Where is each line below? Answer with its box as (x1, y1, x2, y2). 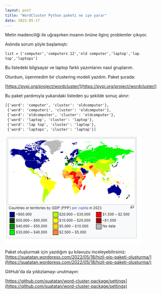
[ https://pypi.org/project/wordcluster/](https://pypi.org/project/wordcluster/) (5, 83, 157, 89)
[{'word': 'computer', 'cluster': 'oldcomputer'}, (5, 103, 109, 108)
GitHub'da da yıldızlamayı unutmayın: (5, 269, 79, 275)
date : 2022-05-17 (5, 18, 40, 23)
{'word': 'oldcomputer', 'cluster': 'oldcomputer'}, (7, 113, 116, 117)
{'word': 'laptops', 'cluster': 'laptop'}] (7, 127, 96, 132)
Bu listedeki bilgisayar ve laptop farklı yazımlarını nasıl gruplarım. (5, 65, 134, 70)
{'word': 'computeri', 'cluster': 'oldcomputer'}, (7, 108, 111, 113)
